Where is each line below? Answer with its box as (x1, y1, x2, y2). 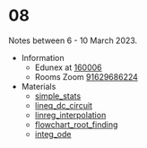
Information (21, 52, 65, 63)
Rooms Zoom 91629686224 (34, 71, 138, 82)
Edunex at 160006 (34, 62, 102, 73)
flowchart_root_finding (34, 118, 118, 130)
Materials (21, 81, 56, 91)
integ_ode (34, 128, 72, 139)
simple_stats (34, 91, 82, 101)
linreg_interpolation (34, 109, 107, 120)
